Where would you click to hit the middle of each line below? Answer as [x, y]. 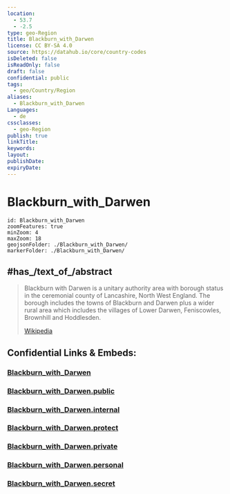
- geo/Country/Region [45, 91]
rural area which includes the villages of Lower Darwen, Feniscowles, [123, 310]
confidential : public [38, 78]
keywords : [21, 149]
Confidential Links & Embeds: [72, 353]
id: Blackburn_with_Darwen [46, 220]
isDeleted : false [32, 59]
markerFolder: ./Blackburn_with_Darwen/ [66, 250]
